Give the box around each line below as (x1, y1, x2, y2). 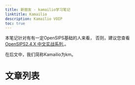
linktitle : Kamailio (5, 12, 48, 17)
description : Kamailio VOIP (5, 16, 63, 21)
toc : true (5, 21, 26, 26)
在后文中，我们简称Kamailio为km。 (5, 52, 76, 57)
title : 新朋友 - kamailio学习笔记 (5, 7, 71, 12)
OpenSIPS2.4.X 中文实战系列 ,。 (5, 41, 69, 47)
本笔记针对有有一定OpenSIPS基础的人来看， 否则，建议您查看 (5, 35, 130, 41)
